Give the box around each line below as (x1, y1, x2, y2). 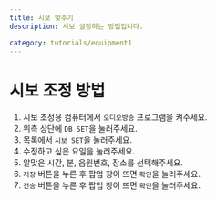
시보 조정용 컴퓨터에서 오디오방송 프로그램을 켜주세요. (22, 112, 208, 123)
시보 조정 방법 (9, 80, 106, 101)
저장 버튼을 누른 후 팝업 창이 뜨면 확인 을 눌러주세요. (22, 169, 201, 180)
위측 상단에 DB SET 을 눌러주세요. (22, 124, 139, 134)
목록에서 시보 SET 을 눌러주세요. (22, 134, 133, 145)
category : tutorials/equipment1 (9, 38, 132, 47)
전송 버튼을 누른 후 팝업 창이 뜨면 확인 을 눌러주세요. (22, 180, 201, 191)
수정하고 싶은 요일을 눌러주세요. (22, 146, 135, 157)
